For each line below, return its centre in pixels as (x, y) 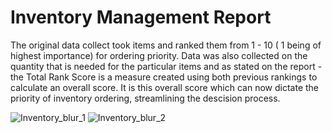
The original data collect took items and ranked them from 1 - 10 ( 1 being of (166, 45)
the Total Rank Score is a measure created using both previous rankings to (164, 77)
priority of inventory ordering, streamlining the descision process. (145, 98)
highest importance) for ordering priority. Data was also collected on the (159, 55)
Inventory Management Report (141, 17)
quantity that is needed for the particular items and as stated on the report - (166, 66)
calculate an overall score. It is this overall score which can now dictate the (165, 87)
